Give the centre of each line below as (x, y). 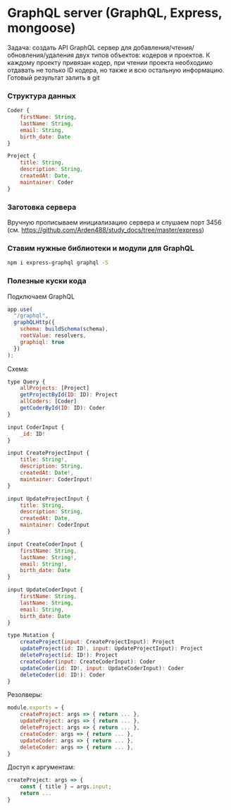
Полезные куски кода (47, 281)
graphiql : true (42, 342)
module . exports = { (36, 708)
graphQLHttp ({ (34, 323)
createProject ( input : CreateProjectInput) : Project (97, 642)
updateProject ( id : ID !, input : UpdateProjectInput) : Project (111, 649)
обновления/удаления (40, 55)
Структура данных (42, 95)
